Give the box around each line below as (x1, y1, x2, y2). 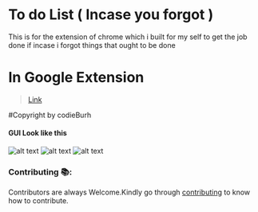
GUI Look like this (8, 128, 68, 138)
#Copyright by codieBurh (8, 110, 92, 120)
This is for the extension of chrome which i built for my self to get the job (8, 32, 248, 41)
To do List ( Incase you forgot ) (8, 6, 214, 24)
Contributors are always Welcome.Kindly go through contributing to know (8, 187, 251, 197)
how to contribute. (8, 196, 69, 206)
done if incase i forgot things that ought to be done (8, 40, 176, 49)
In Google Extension (8, 69, 145, 87)
